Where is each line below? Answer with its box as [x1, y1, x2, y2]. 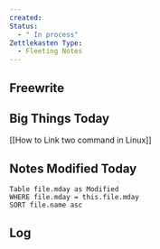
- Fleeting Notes [17, 47, 83, 56]
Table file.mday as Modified [9, 185, 119, 194]
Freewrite [9, 80, 65, 96]
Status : [9, 22, 39, 31]
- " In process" [17, 30, 79, 39]
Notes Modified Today [9, 161, 137, 176]
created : [9, 13, 42, 23]
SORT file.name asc [9, 200, 83, 210]
